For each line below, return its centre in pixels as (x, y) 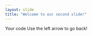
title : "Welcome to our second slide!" (46, 14)
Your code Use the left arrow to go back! (46, 28)
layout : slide (20, 10)
